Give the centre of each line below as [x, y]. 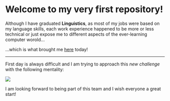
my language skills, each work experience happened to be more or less [80, 28]
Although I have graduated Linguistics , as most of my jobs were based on [82, 23]
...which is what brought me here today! [47, 49]
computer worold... [25, 40]
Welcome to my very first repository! [84, 9]
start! [11, 94]
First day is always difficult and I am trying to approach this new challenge [83, 64]
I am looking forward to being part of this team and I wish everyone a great [83, 89]
